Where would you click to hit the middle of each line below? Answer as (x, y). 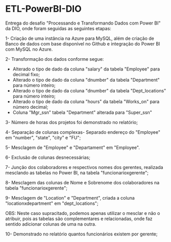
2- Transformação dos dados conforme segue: (55, 59)
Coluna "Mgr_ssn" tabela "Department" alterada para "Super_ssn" (82, 112)
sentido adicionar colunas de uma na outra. (51, 224)
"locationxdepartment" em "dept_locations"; (52, 203)
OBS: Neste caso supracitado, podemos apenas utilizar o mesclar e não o (83, 213)
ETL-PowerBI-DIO (43, 9)
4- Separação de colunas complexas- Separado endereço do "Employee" (83, 132)
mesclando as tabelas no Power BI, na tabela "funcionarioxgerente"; (77, 173)
